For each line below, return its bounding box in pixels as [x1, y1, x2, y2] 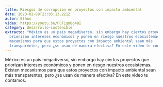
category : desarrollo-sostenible [5, 25, 73, 30]
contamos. [5, 77, 27, 83]
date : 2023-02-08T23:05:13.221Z [5, 12, 70, 17]
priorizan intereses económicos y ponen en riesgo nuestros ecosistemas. [5, 62, 152, 68]
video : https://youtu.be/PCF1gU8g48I [5, 20, 81, 26]
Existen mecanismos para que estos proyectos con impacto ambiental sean [5, 67, 156, 73]
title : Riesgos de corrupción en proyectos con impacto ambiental [5, 7, 142, 12]
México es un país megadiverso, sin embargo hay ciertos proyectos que [5, 56, 149, 62]
